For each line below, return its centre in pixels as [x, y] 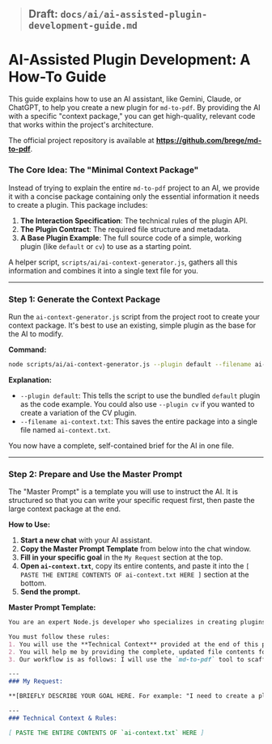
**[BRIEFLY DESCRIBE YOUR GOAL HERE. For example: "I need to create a [132, 696]
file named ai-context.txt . [65, 429]
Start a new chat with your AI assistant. [86, 540]
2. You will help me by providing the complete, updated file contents [132, 652]
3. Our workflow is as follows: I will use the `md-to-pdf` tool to [126, 659]
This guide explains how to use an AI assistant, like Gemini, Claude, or [125, 99]
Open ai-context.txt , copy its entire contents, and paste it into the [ [135, 566]
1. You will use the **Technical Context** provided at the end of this [134, 644]
